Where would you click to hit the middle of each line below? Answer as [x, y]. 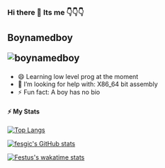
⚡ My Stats [24, 111]
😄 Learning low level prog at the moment [78, 77]
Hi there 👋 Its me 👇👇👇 [46, 12]
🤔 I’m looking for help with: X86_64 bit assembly [87, 84]
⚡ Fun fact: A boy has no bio [59, 92]
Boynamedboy [40, 38]
